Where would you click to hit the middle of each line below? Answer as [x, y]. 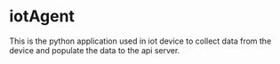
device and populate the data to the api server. [95, 50]
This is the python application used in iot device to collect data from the [140, 41]
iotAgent [42, 16]
